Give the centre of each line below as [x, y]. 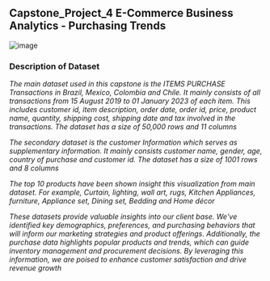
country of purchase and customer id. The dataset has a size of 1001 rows [133, 160]
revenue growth [36, 268]
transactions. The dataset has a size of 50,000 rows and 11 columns [123, 127]
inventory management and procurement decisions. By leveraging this [127, 251]
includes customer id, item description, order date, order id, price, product [133, 110]
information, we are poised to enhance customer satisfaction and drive [128, 260]
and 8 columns [34, 168]
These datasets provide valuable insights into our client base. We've [123, 216]
